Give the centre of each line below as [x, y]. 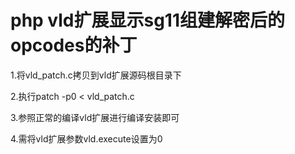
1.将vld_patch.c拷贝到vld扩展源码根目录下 [96, 75]
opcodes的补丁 [74, 45]
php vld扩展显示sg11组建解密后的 [147, 20]
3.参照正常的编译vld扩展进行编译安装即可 [95, 117]
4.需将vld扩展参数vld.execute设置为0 [86, 138]
